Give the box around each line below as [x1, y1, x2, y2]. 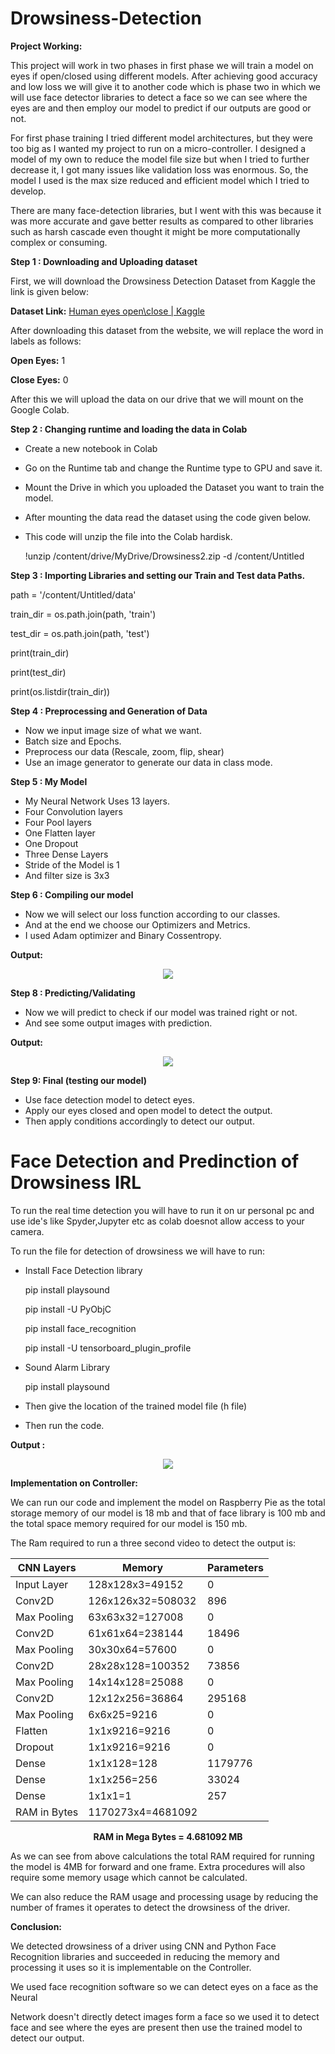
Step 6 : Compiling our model [10, 888, 134, 901]
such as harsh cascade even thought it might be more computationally [10, 225, 301, 237]
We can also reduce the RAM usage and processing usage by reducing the [10, 1890, 319, 1902]
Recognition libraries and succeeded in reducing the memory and [10, 1950, 280, 1962]
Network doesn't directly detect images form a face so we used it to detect [10, 2010, 320, 2022]
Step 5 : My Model [10, 775, 88, 787]
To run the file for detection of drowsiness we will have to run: [10, 1245, 266, 1257]
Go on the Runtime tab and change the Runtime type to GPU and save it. [24, 462, 323, 474]
